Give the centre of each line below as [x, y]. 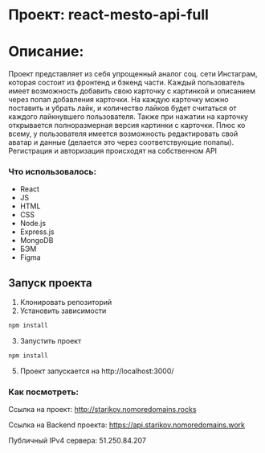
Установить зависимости [63, 311]
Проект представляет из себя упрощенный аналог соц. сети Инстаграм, [133, 74]
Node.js [33, 224]
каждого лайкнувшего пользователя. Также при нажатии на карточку [128, 117]
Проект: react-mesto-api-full [108, 15]
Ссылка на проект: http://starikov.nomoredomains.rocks [102, 410]
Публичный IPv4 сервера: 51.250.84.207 [77, 441]
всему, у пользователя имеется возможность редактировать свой [123, 134]
